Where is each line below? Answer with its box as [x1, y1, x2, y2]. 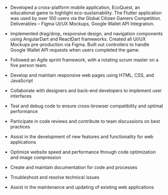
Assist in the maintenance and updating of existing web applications [10, 184, 154, 190]
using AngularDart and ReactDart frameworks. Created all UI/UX [10, 36, 146, 42]
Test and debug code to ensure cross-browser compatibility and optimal [10, 103, 163, 109]
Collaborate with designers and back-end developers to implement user [10, 88, 162, 94]
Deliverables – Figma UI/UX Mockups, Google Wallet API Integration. [10, 20, 155, 27]
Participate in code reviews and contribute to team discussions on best [10, 118, 160, 124]
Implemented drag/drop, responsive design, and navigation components [10, 31, 163, 36]
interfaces [10, 93, 32, 99]
